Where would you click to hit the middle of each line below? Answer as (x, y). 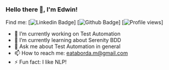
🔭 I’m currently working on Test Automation (67, 34)
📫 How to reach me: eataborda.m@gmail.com (71, 53)
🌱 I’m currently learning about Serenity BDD (68, 40)
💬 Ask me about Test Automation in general (67, 46)
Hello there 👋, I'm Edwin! (42, 9)
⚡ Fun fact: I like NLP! (40, 62)
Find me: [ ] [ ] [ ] (84, 23)
